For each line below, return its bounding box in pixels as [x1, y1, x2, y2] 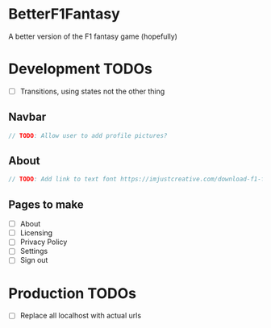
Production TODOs [8, 284, 137, 302]
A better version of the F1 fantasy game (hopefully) [8, 31, 177, 41]
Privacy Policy [19, 237, 68, 247]
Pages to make [8, 197, 84, 211]
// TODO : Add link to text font [8, 175, 117, 184]
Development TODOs [8, 60, 153, 78]
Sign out [19, 255, 48, 265]
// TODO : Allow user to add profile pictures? [8, 131, 168, 139]
